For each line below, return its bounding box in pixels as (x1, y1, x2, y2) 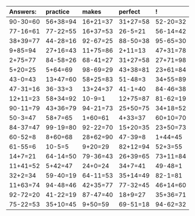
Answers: (9, 8, 37, 15)
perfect (119, 8, 141, 15)
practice (45, 8, 70, 15)
